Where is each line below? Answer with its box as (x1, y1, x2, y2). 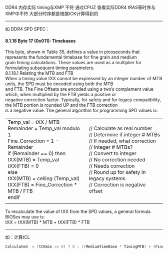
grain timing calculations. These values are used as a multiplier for (5, 60, 142, 66)
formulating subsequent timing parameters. (5, 65, 94, 71)
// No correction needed (88, 156, 146, 163)
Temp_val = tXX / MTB (7, 119, 60, 126)
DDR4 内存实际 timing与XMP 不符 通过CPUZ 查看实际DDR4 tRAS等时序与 (5, 5, 156, 10)
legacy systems (88, 175, 126, 182)
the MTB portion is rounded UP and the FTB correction (5, 102, 118, 108)
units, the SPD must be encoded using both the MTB (5, 81, 113, 87)
